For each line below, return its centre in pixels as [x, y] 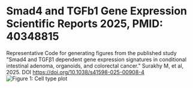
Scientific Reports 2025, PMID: [85, 24]
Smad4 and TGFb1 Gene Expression [97, 11]
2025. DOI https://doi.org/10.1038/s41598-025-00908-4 [76, 72]
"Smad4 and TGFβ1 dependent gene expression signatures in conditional [96, 59]
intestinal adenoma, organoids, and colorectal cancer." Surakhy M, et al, [95, 66]
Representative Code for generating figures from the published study [91, 53]
